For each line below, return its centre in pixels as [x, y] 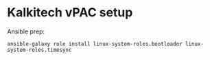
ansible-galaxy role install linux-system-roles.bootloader [95, 44]
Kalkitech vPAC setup [70, 13]
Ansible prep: [26, 31]
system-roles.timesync [39, 50]
